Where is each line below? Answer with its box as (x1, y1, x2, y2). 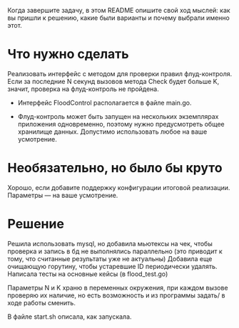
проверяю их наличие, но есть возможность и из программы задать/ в (7, 291, 225, 300)
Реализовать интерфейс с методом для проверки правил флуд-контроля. (7, 69, 233, 78)
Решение (7, 216, 64, 232)
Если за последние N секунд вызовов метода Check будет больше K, (7, 77, 220, 85)
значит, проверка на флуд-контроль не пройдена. (7, 85, 159, 93)
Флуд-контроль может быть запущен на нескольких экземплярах (17, 112, 219, 120)
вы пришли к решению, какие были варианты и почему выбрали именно (7, 14, 230, 22)
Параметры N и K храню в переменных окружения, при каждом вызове (7, 283, 228, 292)
